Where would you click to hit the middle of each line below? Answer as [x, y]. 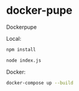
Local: [14, 38]
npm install [21, 49]
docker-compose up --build [40, 83]
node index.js [24, 60]
